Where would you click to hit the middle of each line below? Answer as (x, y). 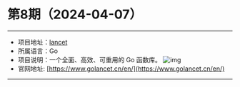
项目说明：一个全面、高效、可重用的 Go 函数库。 (90, 59)
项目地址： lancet (42, 42)
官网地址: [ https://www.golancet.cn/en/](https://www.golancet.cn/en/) (121, 69)
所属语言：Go (38, 51)
